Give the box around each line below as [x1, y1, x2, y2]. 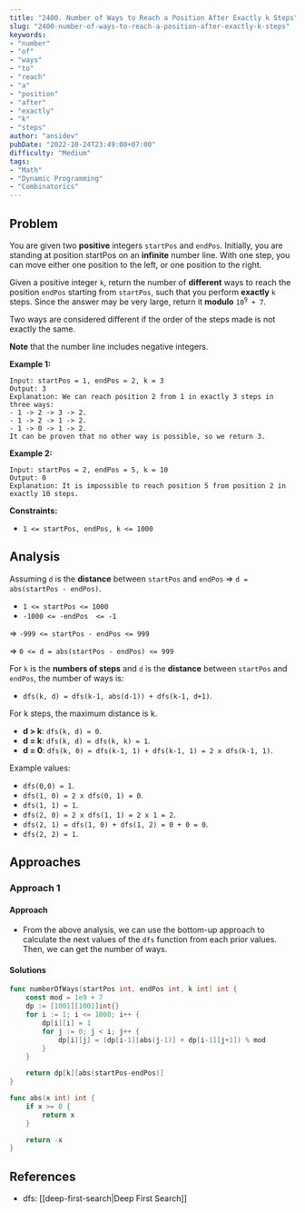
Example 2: [9, 447, 53, 459]
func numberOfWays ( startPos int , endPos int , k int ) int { [9, 985, 238, 994]
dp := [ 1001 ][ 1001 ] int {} [25, 1001, 120, 1011]
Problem [9, 215, 59, 232]
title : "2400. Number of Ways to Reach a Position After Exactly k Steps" [9, 13, 299, 23]
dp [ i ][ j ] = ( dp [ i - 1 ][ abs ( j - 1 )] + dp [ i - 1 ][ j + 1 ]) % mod [57, 1035, 266, 1045]
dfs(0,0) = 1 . [22, 780, 74, 790]
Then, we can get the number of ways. [22, 944, 168, 955]
